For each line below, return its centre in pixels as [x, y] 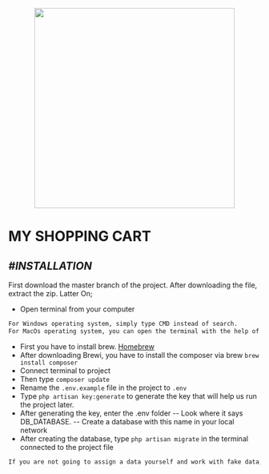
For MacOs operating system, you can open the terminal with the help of [134, 331]
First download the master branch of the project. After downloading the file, [133, 285]
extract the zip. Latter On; [50, 293]
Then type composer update [65, 379]
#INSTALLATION [50, 265]
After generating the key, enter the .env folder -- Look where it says [131, 413]
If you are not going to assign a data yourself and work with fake [125, 462]
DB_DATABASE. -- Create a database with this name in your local [127, 421]
